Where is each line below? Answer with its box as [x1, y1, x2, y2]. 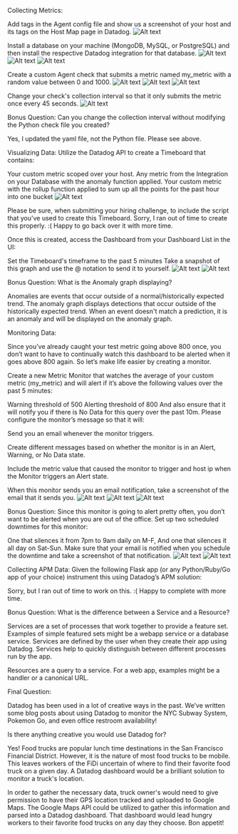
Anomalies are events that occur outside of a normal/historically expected [7, 292, 224, 300]
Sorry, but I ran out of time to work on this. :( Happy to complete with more [7, 586, 227, 595]
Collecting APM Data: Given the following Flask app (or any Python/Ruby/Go [7, 565, 231, 574]
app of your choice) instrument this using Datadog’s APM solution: [7, 573, 202, 581]
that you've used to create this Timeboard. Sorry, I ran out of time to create [7, 214, 228, 222]
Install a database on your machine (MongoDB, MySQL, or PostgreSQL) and [7, 41, 230, 49]
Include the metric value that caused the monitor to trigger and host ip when [7, 464, 232, 473]
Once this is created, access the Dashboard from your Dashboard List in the [7, 235, 230, 243]
